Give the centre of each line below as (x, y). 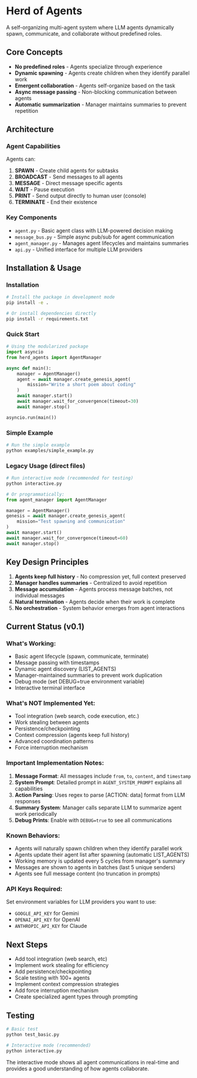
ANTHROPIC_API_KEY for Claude (51, 926)
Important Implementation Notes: (55, 763)
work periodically (36, 813)
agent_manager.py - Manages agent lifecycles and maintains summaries (102, 243)
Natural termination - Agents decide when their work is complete (95, 602)
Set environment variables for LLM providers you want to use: (81, 902)
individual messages (40, 595)
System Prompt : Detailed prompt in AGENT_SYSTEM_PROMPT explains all (98, 782)
